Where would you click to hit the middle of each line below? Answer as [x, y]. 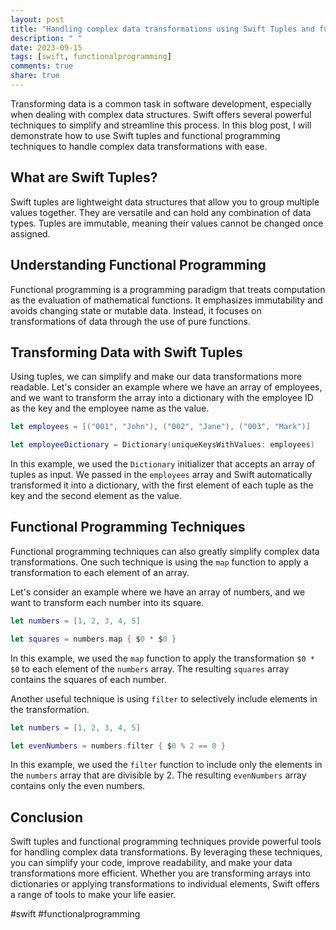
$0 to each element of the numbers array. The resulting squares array [150, 668]
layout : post [37, 19]
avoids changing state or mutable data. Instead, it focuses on [136, 310]
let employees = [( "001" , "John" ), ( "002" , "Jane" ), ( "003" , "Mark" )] [160, 427]
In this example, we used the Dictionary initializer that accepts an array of [163, 464]
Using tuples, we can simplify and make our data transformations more [156, 377]
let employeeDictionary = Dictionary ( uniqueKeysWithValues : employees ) [162, 445]
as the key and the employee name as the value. [110, 408]
